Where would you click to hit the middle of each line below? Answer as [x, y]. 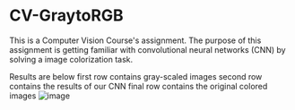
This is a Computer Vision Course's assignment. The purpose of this [135, 40]
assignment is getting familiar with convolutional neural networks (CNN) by [147, 49]
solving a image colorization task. [71, 59]
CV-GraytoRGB [66, 16]
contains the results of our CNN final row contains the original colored [139, 86]
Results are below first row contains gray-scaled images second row [136, 76]
